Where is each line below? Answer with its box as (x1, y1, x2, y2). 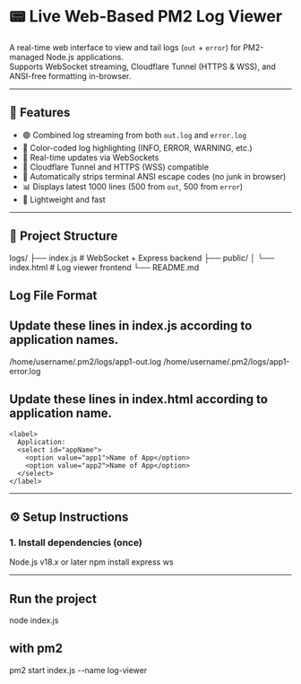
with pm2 (9, 641, 63, 656)
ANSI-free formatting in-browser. (9, 70, 132, 81)
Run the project (9, 591, 97, 606)
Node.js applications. (46, 51, 124, 62)
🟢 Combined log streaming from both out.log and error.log (21, 129, 247, 140)
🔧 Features (9, 105, 71, 120)
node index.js (9, 615, 59, 626)
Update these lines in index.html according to (9, 391, 269, 408)
